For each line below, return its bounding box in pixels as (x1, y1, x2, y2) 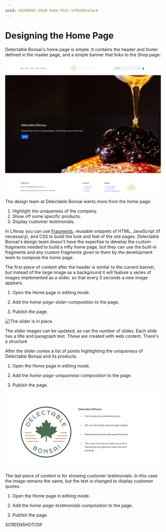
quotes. (5, 483, 21, 489)
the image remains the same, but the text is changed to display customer (5, 478, 154, 484)
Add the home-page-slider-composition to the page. (12, 299, 120, 305)
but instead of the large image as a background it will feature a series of (5, 269, 152, 275)
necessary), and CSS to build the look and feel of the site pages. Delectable (5, 233, 160, 240)
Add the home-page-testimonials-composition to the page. (12, 502, 133, 508)
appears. (5, 280, 23, 286)
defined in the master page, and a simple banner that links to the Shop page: (5, 52, 162, 57)
